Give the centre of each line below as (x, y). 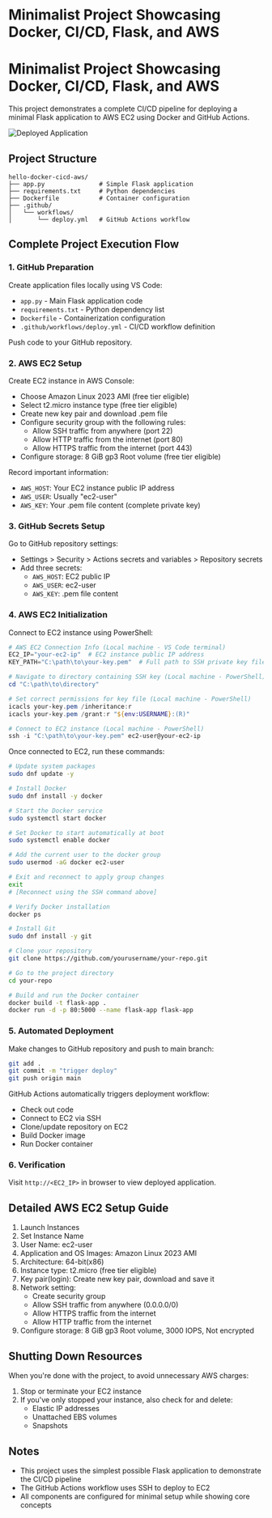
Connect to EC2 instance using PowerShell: (81, 632)
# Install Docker (38, 789)
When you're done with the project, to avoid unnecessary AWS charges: (129, 1376)
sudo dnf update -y (41, 774)
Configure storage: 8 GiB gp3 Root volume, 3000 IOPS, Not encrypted (137, 1331)
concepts (36, 1505)
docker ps (25, 914)
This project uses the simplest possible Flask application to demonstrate (140, 1470)
